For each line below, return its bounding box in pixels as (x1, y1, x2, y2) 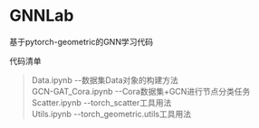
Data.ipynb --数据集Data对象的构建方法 (31, 74, 178, 86)
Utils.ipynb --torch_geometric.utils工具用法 (31, 108, 192, 119)
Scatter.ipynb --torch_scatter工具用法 (31, 96, 172, 108)
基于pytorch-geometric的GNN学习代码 (9, 36, 154, 47)
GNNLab (9, 5, 74, 26)
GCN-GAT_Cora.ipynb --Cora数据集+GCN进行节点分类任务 (31, 86, 251, 96)
